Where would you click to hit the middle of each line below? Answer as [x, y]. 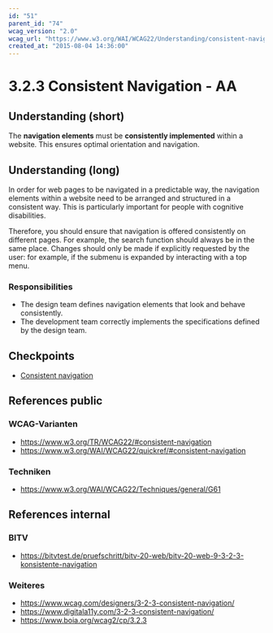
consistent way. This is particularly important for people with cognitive [126, 206]
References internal [60, 515]
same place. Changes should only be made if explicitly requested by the [129, 248]
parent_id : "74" [36, 24]
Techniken [30, 471]
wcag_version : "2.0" [43, 31]
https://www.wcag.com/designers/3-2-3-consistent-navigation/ [127, 603]
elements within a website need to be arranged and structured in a [120, 198]
